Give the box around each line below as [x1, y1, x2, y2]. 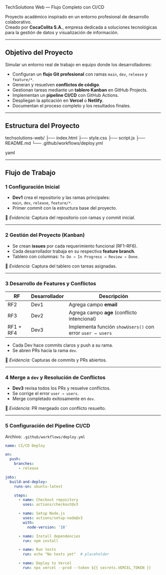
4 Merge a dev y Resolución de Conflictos [5, 374, 106, 381]
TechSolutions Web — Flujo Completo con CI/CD [5, 4, 105, 10]
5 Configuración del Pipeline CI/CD [5, 422, 90, 429]
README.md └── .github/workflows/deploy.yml [5, 140, 103, 146]
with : [23, 520, 35, 525]
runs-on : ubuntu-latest [14, 484, 63, 489]
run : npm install [23, 538, 58, 543]
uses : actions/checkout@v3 [23, 502, 79, 507]
